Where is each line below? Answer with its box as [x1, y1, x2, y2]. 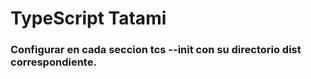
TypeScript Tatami [10, 7, 167, 30]
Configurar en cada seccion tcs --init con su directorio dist [10, 43, 302, 57]
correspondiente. [10, 55, 97, 69]
